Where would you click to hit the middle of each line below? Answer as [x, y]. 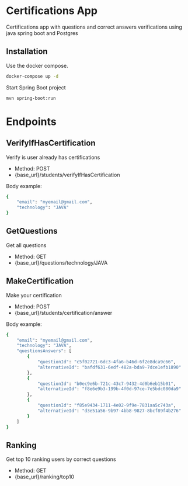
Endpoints [31, 121]
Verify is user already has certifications [53, 157]
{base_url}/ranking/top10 [44, 477]
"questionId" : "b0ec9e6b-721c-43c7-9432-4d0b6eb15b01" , [107, 384]
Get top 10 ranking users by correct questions [61, 459]
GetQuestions [32, 231]
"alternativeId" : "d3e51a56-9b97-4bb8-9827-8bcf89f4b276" [109, 411]
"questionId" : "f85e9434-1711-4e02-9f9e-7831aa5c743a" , [107, 405]
